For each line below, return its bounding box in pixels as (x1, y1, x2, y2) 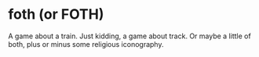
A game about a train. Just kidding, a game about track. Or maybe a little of (8, 31, 251, 41)
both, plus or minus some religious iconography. (8, 39, 164, 48)
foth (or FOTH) (8, 5, 104, 23)
